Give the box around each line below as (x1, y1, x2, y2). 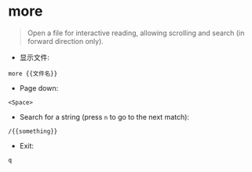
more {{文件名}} (8, 70, 58, 77)
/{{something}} (8, 127, 58, 135)
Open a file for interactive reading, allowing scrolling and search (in (27, 28, 245, 38)
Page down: (19, 83, 59, 92)
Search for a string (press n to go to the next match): (19, 112, 190, 121)
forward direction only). (27, 36, 104, 45)
